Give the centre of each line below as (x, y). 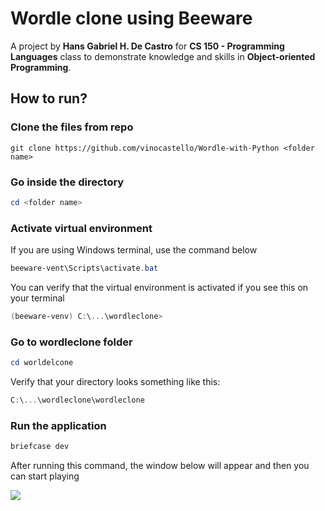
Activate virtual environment (81, 228)
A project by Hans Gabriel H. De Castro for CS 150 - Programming (147, 46)
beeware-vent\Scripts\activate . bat (84, 268)
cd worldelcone (42, 363)
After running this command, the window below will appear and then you (160, 466)
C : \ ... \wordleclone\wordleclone (77, 400)
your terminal (37, 298)
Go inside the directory (67, 182)
